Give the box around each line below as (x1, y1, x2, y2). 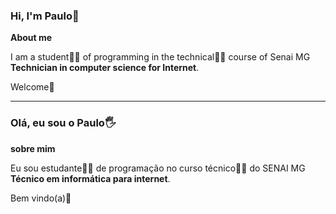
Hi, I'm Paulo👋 (10, 9, 80, 23)
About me (10, 32, 53, 44)
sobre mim (10, 142, 56, 154)
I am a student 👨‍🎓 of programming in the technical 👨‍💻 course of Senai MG (10, 51, 311, 63)
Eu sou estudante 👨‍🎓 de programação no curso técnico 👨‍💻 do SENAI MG (10, 162, 306, 174)
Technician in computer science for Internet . (10, 62, 200, 74)
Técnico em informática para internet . (10, 172, 171, 184)
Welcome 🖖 (10, 81, 55, 93)
